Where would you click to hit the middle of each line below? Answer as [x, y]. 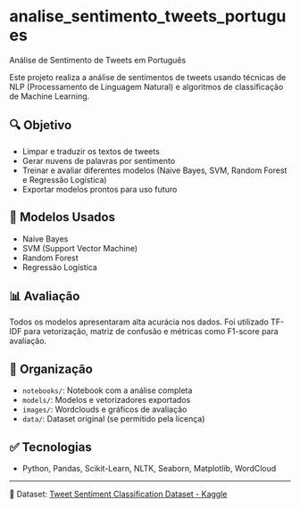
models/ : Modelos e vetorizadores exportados [106, 400]
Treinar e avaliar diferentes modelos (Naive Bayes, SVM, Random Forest [154, 170]
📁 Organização [51, 369]
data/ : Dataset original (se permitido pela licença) [113, 419]
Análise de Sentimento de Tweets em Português [98, 60]
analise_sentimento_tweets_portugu [148, 16]
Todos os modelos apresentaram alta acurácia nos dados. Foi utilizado [139, 322]
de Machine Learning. [50, 96]
